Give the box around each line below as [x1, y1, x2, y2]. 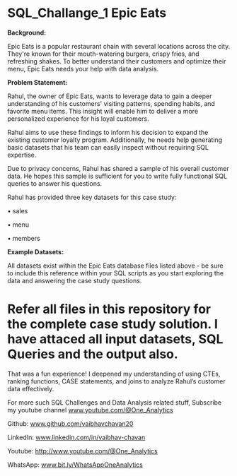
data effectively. [7, 384, 54, 393]
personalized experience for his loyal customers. [7, 114, 149, 123]
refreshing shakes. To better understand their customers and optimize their [7, 56, 226, 65]
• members [7, 234, 40, 242]
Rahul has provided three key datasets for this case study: [7, 193, 177, 201]
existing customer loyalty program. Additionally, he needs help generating [7, 136, 223, 144]
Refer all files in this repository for [7, 302, 211, 317]
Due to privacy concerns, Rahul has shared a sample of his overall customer [7, 164, 229, 172]
